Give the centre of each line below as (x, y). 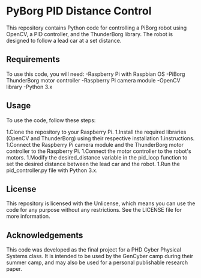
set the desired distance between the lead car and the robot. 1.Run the (93, 164)
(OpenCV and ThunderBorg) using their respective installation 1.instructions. (100, 138)
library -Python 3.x (29, 87)
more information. (28, 216)
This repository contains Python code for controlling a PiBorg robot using (97, 28)
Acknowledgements (45, 235)
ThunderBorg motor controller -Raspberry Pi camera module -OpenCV (94, 80)
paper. (14, 269)
